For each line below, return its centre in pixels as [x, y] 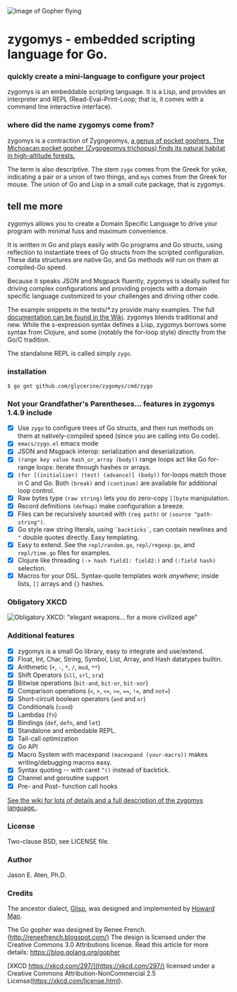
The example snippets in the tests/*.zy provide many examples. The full [111, 309]
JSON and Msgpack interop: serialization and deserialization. [106, 451]
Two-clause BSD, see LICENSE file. [58, 841]
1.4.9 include [30, 412]
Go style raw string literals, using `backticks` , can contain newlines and [122, 529]
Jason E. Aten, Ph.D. [37, 875]
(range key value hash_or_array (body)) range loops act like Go [112, 460]
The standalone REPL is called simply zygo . [70, 353]
